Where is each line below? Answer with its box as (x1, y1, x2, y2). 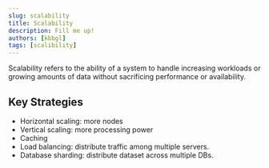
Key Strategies (8, 95, 84, 109)
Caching (19, 133, 48, 142)
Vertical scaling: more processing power (19, 125, 154, 134)
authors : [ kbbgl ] (8, 34, 66, 42)
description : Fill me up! (8, 26, 94, 34)
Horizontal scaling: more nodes (19, 116, 124, 126)
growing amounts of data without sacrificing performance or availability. (8, 72, 247, 82)
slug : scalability (8, 11, 70, 20)
